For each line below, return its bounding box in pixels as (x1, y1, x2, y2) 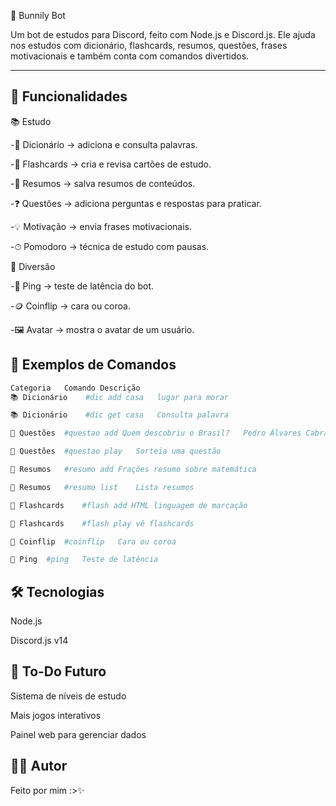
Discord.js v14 (10, 635, 69, 647)
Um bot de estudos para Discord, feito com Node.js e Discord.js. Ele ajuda (10, 29, 316, 40)
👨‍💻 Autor (10, 758, 68, 775)
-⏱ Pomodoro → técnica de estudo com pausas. (10, 240, 210, 252)
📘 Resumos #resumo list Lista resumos (10, 482, 195, 492)
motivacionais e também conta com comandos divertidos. (10, 50, 250, 62)
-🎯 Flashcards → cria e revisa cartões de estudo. (10, 158, 212, 170)
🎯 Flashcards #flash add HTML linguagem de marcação (10, 500, 248, 510)
